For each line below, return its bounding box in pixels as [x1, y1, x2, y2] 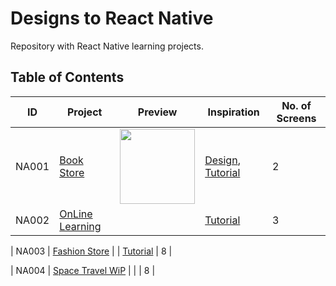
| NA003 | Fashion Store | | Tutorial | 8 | [10, 245, 173, 257]
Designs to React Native [10, 7, 214, 30]
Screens [276, 111, 317, 125]
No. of [281, 98, 312, 112]
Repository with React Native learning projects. [10, 40, 204, 52]
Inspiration [207, 105, 260, 119]
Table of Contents [10, 69, 125, 86]
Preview [137, 105, 178, 119]
